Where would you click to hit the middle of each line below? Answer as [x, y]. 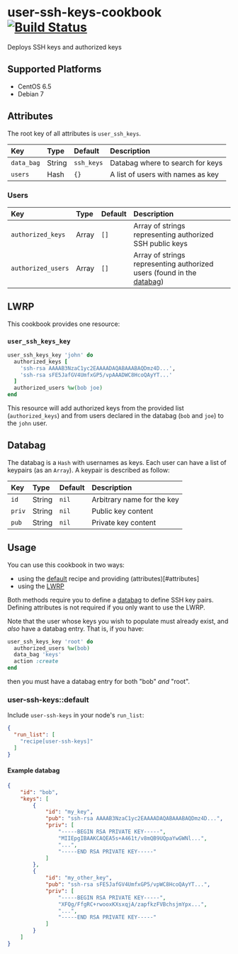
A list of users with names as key [164, 174]
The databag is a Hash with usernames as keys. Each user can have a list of [117, 462]
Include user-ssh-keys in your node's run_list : [76, 715]
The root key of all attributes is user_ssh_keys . [74, 133]
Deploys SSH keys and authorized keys [64, 47]
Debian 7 [31, 94]
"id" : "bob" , [39, 792]
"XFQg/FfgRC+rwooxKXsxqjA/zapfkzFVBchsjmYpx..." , [132, 904]
